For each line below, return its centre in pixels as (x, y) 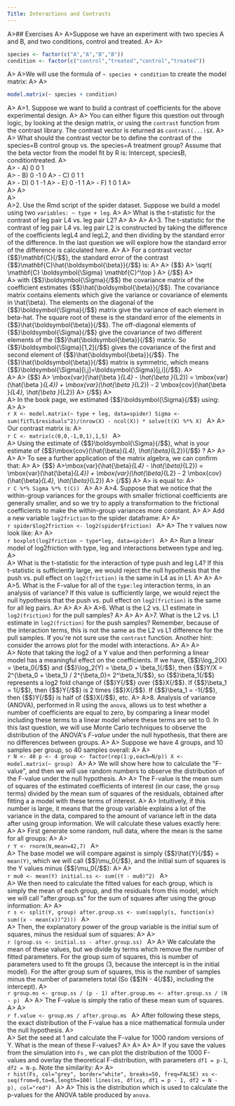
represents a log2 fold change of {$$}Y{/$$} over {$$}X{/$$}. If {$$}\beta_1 (117, 683)
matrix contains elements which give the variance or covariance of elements (117, 295)
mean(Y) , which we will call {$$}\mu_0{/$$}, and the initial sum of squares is (117, 861)
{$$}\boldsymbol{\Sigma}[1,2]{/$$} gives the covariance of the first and (112, 347)
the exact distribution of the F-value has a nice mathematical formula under (116, 1023)
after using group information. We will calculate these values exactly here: (114, 824)
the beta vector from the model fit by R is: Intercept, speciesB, (97, 153)
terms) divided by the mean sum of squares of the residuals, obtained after (116, 793)
